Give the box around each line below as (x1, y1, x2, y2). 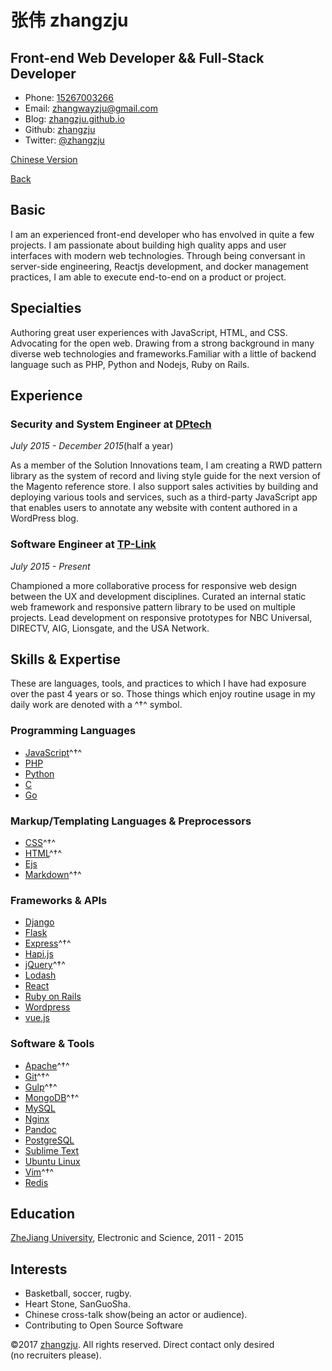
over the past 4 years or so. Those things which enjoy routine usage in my (10, 688, 316, 700)
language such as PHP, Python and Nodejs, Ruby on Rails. (10, 358, 250, 370)
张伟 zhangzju (10, 9, 129, 32)
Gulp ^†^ (24, 1081, 58, 1093)
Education (10, 1206, 76, 1222)
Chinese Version (10, 154, 78, 165)
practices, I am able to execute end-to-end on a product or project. (10, 271, 287, 283)
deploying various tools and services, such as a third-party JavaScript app (10, 491, 318, 503)
